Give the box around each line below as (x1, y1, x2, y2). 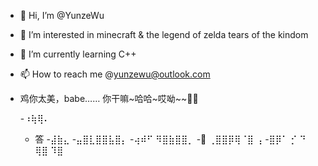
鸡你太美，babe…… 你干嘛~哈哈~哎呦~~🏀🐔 (19, 93, 199, 104)
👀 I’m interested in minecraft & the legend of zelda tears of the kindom (19, 29, 309, 40)
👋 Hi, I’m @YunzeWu (19, 10, 105, 21)
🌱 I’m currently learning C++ (19, 48, 137, 60)
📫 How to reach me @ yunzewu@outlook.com (19, 68, 211, 80)
